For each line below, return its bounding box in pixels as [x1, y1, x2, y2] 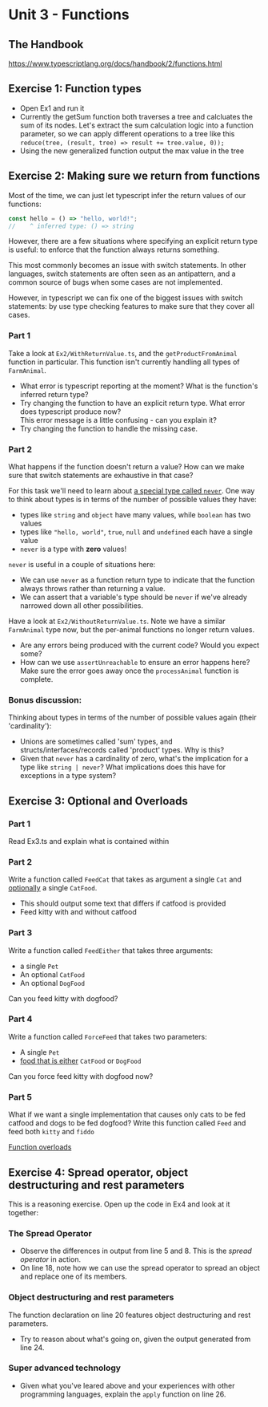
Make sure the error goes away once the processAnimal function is [19, 666, 239, 675]
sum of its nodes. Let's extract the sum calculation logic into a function [19, 120, 254, 130]
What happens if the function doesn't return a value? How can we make [8, 461, 246, 471]
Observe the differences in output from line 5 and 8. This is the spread [19, 1246, 252, 1256]
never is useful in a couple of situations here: [8, 559, 156, 569]
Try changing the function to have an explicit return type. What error [19, 398, 246, 408]
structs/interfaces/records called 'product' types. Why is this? [19, 745, 225, 755]
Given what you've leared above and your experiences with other [19, 1381, 235, 1390]
